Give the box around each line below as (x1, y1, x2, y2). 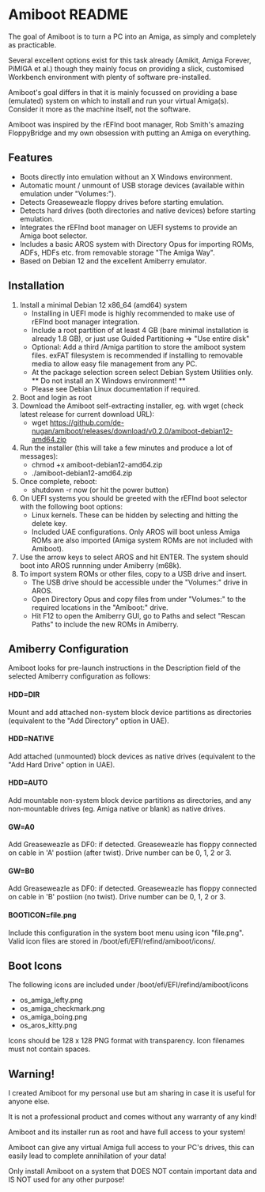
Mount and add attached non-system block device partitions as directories (8, 707, 252, 717)
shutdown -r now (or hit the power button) (31, 485, 169, 494)
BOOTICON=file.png (8, 910, 77, 919)
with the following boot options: (19, 501, 123, 511)
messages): (19, 451, 59, 460)
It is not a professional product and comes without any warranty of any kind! (8, 1112, 257, 1122)
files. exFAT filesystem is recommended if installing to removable (31, 350, 244, 360)
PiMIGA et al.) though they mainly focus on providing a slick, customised (8, 63, 244, 73)
